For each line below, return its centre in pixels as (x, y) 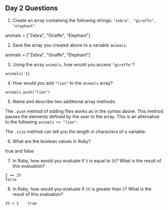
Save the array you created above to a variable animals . (70, 45)
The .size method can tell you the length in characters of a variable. (76, 131)
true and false (20, 151)
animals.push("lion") (28, 92)
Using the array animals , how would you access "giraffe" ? (74, 64)
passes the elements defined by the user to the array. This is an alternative (82, 116)
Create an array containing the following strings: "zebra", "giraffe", (84, 20)
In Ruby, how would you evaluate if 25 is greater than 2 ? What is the (82, 189)
